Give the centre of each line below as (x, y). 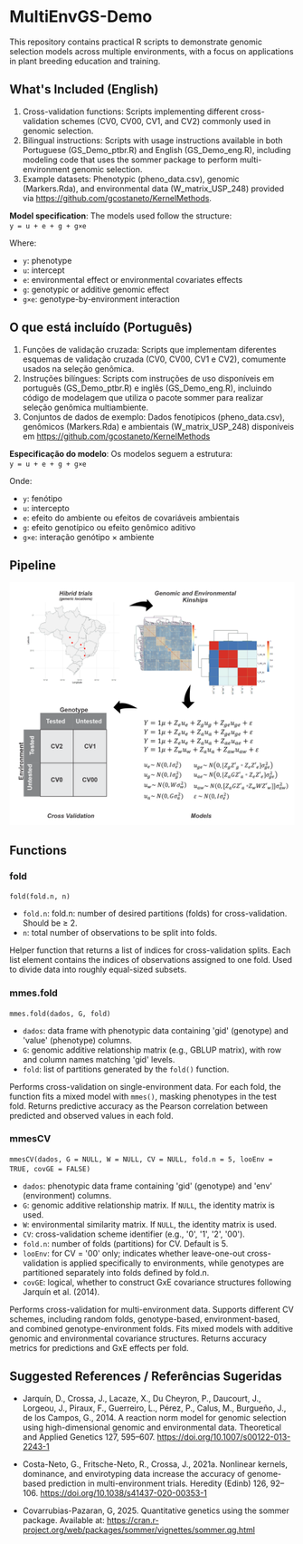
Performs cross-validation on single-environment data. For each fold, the (146, 1086)
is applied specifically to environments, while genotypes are (173, 1263)
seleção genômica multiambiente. (85, 407)
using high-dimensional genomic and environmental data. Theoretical (152, 1427)
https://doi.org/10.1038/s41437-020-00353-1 (124, 1492)
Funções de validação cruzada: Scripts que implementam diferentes (150, 349)
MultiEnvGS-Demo (81, 17)
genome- (265, 1473)
